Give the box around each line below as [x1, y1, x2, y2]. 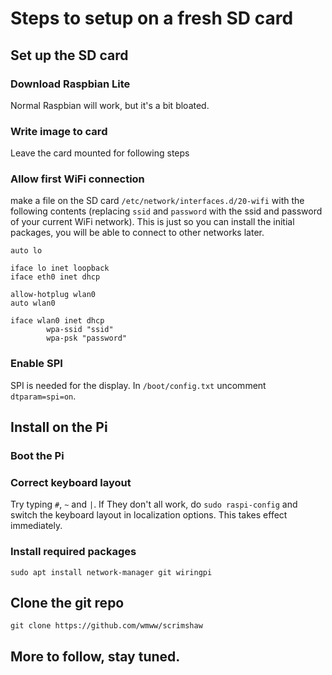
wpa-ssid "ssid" [46, 325, 114, 335]
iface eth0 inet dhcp [10, 272, 101, 282]
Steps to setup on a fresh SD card [10, 7, 294, 30]
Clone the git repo [10, 595, 125, 612]
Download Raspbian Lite [10, 77, 131, 91]
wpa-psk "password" [46, 333, 128, 344]
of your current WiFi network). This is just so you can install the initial [10, 216, 295, 228]
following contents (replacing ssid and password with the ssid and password [10, 205, 323, 217]
